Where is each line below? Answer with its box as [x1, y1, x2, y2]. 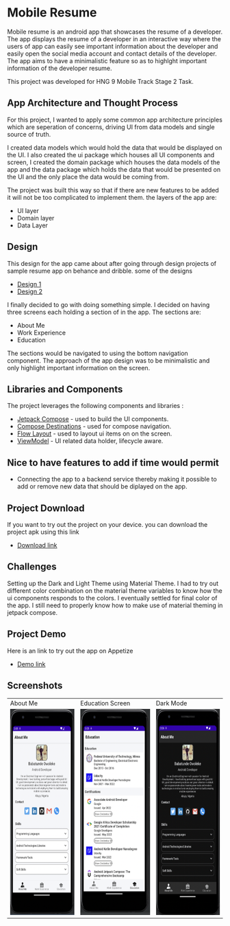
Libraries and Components [7, 383, 123, 395]
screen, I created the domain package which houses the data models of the [7, 158, 220, 166]
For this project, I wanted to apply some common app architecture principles [7, 115, 222, 124]
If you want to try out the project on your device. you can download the [7, 521, 208, 528]
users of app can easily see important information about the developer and [7, 42, 218, 50]
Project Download [7, 502, 85, 514]
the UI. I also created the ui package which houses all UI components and [7, 150, 215, 159]
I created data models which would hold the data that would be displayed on [7, 143, 222, 152]
